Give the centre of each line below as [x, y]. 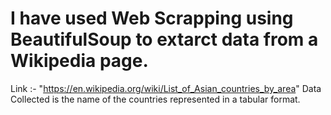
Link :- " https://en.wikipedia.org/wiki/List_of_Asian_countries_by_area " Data [166, 88]
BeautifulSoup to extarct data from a [164, 39]
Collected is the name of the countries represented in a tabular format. [155, 99]
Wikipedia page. [79, 61]
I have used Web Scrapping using [152, 18]
